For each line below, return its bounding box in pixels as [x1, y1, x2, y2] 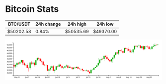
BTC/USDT [8, 21, 31, 27]
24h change [35, 21, 61, 27]
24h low [96, 21, 114, 27]
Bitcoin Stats [5, 3, 59, 15]
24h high [67, 21, 87, 27]
